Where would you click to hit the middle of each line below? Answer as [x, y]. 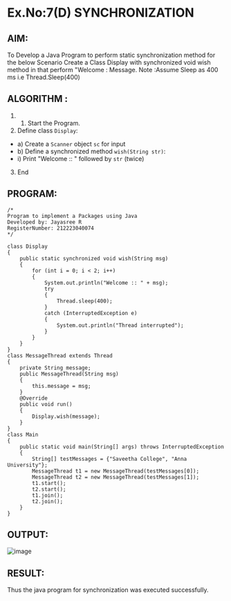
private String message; [55, 368]
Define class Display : [47, 130]
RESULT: [26, 573]
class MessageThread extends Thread [60, 355]
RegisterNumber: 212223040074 [51, 228]
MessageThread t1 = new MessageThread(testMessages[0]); [115, 471]
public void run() [46, 404]
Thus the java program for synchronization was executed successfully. [108, 590]
